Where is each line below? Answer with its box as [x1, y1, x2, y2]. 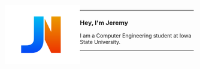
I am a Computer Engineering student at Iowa [80, 32, 192, 39]
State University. [80, 39, 121, 46]
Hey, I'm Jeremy [80, 18, 129, 27]
